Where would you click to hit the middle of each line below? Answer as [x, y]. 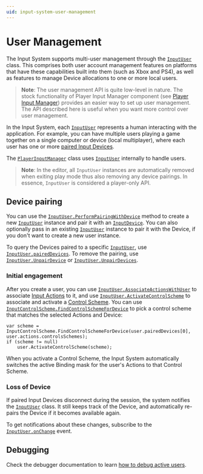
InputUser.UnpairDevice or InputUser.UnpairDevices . [72, 260]
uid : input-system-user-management [51, 12]
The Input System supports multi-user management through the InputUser [99, 59]
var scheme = [23, 326]
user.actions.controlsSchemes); [47, 337]
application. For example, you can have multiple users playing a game [93, 133]
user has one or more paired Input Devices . [60, 146]
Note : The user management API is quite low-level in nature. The [102, 90]
